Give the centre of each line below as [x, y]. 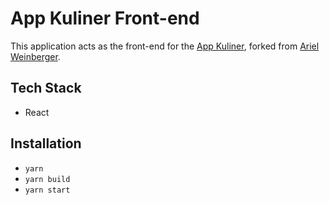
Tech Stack [46, 88]
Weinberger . [35, 56]
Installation [46, 143]
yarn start [47, 190]
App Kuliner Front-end [105, 18]
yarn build [47, 179]
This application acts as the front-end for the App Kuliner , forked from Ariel [165, 46]
